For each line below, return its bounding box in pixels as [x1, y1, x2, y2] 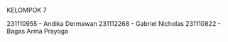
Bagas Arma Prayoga [6, 27, 69, 35]
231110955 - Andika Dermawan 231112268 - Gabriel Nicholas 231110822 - [6, 20, 222, 27]
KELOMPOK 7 [6, 6, 47, 14]
